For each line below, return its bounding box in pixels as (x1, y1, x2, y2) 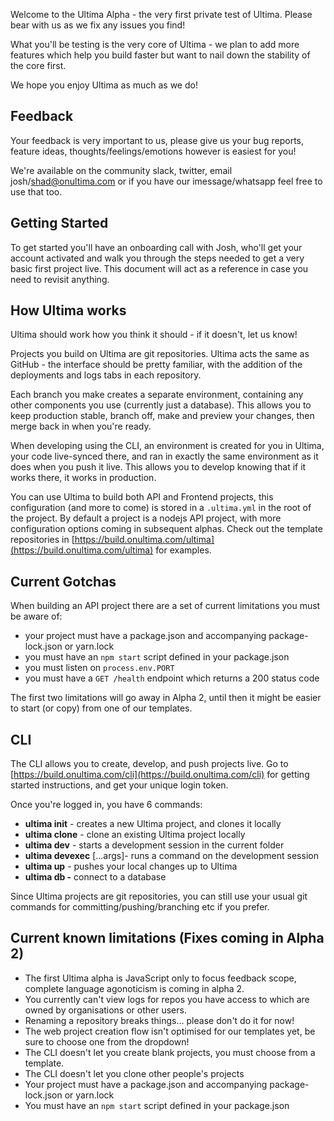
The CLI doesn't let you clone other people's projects (24, 1067, 245, 1079)
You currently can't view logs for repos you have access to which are (24, 993, 310, 1005)
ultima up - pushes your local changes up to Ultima (24, 860, 238, 873)
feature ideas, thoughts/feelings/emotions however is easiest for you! (10, 145, 297, 157)
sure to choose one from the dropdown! (24, 1035, 190, 1048)
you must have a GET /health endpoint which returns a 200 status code (24, 672, 320, 684)
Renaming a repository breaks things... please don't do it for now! (24, 1014, 295, 1026)
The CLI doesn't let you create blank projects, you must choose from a (24, 1046, 316, 1058)
